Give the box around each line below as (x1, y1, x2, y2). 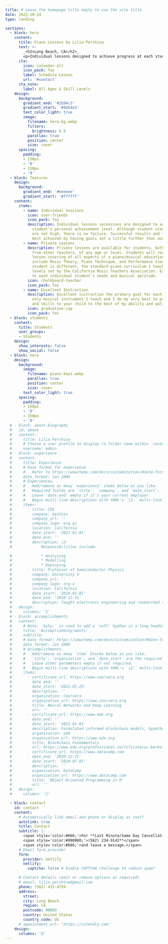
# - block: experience (9, 451, 57, 456)
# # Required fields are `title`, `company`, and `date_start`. (9, 488, 160, 493)
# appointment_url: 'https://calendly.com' (18, 921, 111, 927)
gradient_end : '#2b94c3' (23, 100, 75, 106)
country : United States (23, 912, 72, 917)
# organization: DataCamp (9, 768, 81, 773)
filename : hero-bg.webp (27, 119, 77, 124)
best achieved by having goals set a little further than (31, 236, 155, 241)
